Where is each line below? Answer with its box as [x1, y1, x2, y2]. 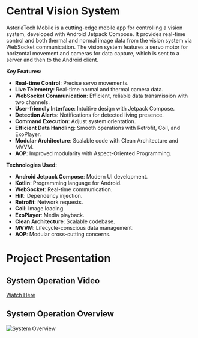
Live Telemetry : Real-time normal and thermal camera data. [14, 85, 164, 93]
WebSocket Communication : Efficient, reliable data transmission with [14, 92, 188, 99]
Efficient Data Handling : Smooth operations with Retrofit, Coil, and [14, 124, 181, 131]
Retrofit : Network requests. [14, 198, 83, 206]
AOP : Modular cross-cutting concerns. [14, 230, 111, 238]
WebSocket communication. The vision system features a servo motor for [6, 43, 188, 51]
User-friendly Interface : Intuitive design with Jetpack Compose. [14, 105, 175, 112]
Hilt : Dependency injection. [14, 192, 83, 199]
